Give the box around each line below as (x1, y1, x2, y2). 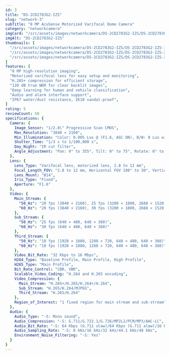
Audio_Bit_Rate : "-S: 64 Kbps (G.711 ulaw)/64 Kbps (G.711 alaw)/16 (14, 323, 162, 329)
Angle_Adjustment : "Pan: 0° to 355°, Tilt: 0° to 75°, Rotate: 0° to (14, 149, 164, 154)
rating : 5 (5, 106, 26, 112)
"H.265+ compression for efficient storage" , (10, 78, 108, 83)
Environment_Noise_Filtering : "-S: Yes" (14, 333, 101, 338)
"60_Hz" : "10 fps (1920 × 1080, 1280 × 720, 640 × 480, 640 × (18, 243, 153, 248)
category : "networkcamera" (5, 26, 62, 31)
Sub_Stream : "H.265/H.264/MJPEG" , (18, 286, 92, 291)
